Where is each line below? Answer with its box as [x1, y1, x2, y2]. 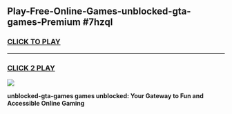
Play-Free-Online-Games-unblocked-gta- [7, 6, 191, 17]
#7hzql [82, 17, 113, 28]
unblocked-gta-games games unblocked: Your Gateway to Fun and [7, 91, 204, 99]
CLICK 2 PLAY [7, 63, 55, 73]
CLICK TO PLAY [7, 37, 61, 47]
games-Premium [7, 17, 81, 28]
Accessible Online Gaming [7, 99, 85, 107]
